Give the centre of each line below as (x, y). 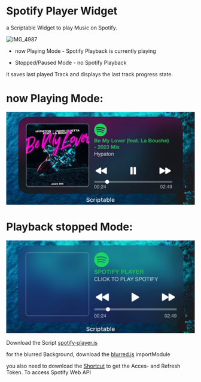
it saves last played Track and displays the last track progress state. (90, 74)
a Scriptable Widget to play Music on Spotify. (62, 28)
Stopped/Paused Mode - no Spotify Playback (71, 62)
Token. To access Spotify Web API (49, 372)
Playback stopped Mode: (69, 227)
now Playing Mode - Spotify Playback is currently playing (86, 51)
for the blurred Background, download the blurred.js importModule (88, 354)
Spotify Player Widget (62, 11)
